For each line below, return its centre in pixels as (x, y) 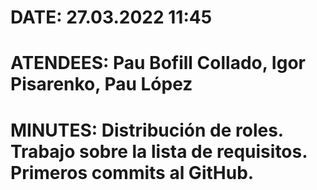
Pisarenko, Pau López (101, 84)
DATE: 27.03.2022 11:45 (111, 17)
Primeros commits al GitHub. (132, 172)
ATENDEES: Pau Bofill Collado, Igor (158, 63)
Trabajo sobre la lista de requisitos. (159, 151)
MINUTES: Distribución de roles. (147, 130)
